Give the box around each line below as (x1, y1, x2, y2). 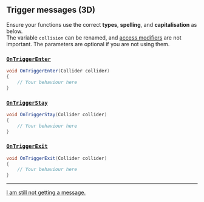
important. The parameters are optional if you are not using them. (6, 40, 170, 47)
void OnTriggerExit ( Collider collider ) (6, 155, 107, 161)
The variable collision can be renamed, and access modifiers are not (6, 33, 182, 41)
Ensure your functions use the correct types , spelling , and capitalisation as (6, 21, 197, 28)
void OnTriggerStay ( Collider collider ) (6, 111, 107, 117)
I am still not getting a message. (6, 189, 86, 197)
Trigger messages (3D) (6, 5, 96, 15)
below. (6, 27, 23, 35)
